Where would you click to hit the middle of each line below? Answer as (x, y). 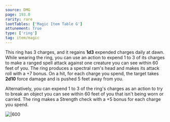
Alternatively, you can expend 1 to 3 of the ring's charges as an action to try (84, 88)
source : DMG (18, 10)
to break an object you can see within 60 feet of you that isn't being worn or (84, 94)
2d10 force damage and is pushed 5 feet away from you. (64, 79)
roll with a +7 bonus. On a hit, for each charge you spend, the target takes (82, 73)
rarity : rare (19, 19)
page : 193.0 (18, 15)
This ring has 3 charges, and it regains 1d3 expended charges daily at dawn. (85, 52)
